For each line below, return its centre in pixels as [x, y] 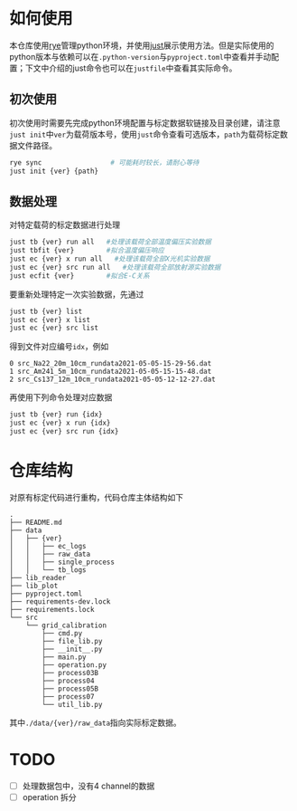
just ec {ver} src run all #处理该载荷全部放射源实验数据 [115, 267]
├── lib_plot [34, 586]
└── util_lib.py [72, 704]
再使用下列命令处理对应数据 [61, 397]
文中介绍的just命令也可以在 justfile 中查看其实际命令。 [135, 68]
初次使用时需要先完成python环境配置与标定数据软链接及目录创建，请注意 [145, 122]
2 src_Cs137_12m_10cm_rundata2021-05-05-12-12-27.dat [113, 380]
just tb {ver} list [46, 311]
